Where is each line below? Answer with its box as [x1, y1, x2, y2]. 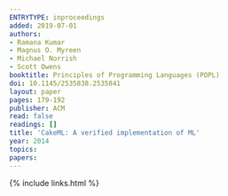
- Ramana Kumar [9, 37, 66, 47]
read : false [9, 112, 53, 121]
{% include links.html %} [9, 177, 99, 188]
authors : [9, 29, 42, 38]
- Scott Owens [9, 63, 62, 72]
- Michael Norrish [9, 54, 77, 63]
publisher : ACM [9, 104, 66, 113]
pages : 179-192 [9, 95, 66, 105]
